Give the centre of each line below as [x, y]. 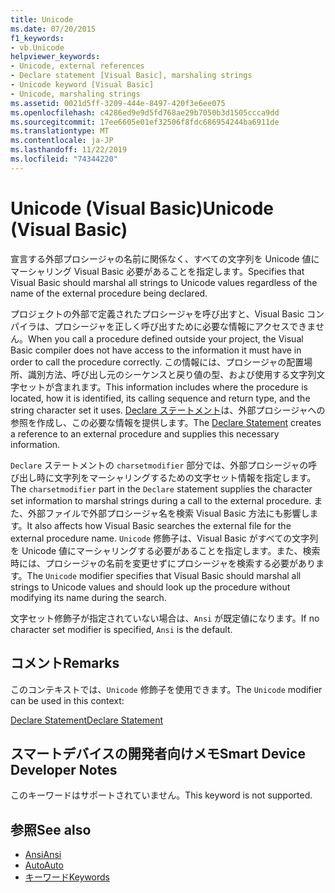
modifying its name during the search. [88, 597]
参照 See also [51, 829]
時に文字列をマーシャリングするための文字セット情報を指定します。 [176, 477]
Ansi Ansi [43, 855]
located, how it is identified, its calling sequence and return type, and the [160, 398]
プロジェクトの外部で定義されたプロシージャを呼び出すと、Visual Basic [157, 313]
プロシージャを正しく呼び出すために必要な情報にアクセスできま [184, 326]
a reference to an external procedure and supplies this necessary [145, 433]
